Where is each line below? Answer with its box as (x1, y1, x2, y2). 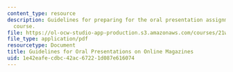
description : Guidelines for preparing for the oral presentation (7, 16, 203, 23)
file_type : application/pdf (7, 36, 89, 43)
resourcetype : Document (7, 42, 76, 49)
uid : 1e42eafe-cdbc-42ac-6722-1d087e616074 (7, 55, 135, 62)
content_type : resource (7, 10, 76, 17)
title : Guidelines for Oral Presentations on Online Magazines (7, 49, 194, 56)
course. (13, 23, 36, 29)
